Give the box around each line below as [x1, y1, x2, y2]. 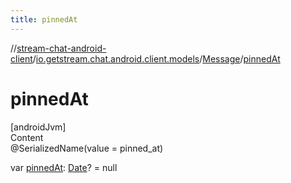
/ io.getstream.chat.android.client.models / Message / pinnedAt [32, 52, 281, 65]
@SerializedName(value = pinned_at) [10, 142, 164, 154]
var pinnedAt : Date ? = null [10, 161, 118, 173]
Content [10, 131, 44, 143]
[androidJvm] [10, 121, 67, 133]
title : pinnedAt [10, 14, 78, 25]
